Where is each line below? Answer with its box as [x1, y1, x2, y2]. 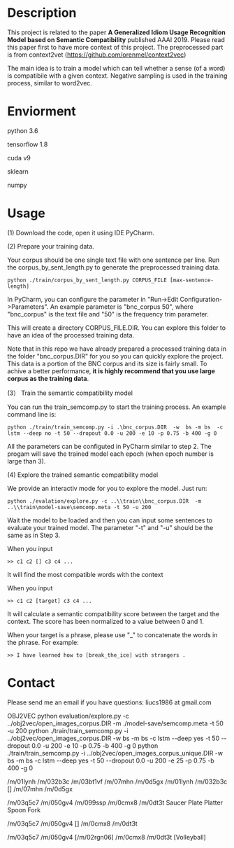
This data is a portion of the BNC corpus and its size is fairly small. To [7, 359, 207, 368]
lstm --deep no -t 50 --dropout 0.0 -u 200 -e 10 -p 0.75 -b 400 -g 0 [7, 429, 217, 437]
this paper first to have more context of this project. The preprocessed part [7, 43, 224, 51]
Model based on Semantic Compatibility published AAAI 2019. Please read [7, 35, 226, 43]
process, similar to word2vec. [7, 78, 93, 87]
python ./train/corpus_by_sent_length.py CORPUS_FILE [7, 277, 168, 284]
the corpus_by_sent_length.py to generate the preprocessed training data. [7, 263, 220, 271]
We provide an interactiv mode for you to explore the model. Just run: [7, 484, 207, 492]
